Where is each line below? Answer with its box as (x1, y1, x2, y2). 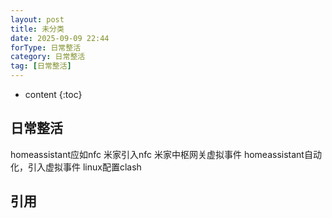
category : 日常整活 (10, 52, 86, 62)
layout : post (10, 14, 65, 25)
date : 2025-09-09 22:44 (10, 33, 110, 43)
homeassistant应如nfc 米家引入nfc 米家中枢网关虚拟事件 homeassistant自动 (10, 148, 322, 160)
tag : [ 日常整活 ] (10, 61, 72, 71)
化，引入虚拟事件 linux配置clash (10, 161, 142, 173)
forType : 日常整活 (10, 42, 82, 53)
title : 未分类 (10, 24, 65, 34)
